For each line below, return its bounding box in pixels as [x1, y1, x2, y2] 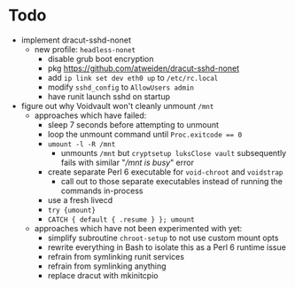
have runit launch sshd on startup [47, 90, 170, 102]
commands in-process [60, 185, 144, 196]
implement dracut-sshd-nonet [20, 35, 132, 45]
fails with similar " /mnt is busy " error [60, 157, 194, 168]
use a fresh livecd [47, 194, 113, 205]
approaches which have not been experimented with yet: [34, 223, 243, 233]
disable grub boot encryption [47, 53, 154, 64]
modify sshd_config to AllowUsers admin [47, 82, 195, 92]
